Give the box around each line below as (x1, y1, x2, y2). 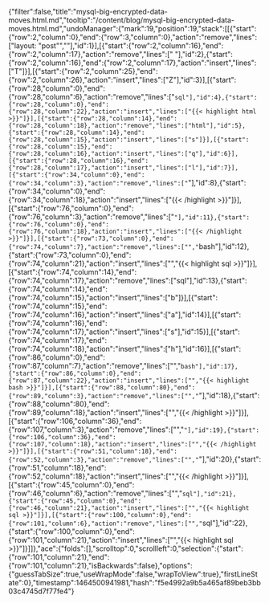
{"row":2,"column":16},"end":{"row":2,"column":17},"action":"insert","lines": (8, 58, 257, 67)
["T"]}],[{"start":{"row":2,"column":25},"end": (8, 67, 158, 75)
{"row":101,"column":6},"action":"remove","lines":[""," (8, 519, 203, 528)
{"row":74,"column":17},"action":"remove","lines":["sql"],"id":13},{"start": (8, 276, 247, 285)
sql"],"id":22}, (202, 518, 248, 528)
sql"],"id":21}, (181, 490, 237, 498)
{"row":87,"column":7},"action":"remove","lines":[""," (8, 361, 181, 370)
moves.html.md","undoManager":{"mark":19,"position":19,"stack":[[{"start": (8, 24, 257, 33)
